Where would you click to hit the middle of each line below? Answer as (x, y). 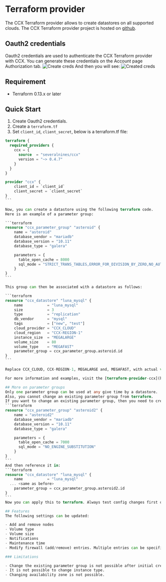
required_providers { (32, 145)
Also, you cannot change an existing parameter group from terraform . (79, 397)
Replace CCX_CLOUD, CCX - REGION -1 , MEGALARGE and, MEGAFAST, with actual (82, 369)
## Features (17, 511)
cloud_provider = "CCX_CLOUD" (45, 328)
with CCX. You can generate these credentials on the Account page (74, 61)
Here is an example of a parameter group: (49, 214)
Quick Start (23, 109)
